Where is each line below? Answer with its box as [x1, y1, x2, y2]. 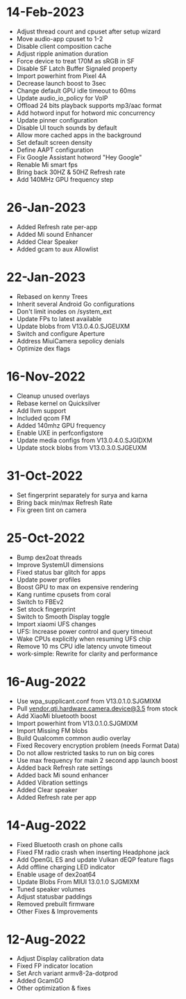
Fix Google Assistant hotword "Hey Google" [16, 153, 142, 161]
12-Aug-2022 [6, 931, 86, 947]
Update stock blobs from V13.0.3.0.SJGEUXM [16, 443, 147, 451]
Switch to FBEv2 [16, 597, 64, 606]
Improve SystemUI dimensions [16, 560, 104, 568]
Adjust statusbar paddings [16, 892, 92, 901]
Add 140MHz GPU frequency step [16, 175, 114, 183]
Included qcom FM [16, 414, 71, 422]
